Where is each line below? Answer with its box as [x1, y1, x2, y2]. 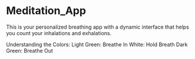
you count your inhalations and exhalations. [6, 29, 112, 36]
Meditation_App [6, 4, 87, 18]
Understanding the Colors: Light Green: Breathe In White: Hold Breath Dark [6, 41, 188, 48]
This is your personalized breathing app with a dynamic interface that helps [6, 23, 190, 30]
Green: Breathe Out [6, 47, 53, 54]
